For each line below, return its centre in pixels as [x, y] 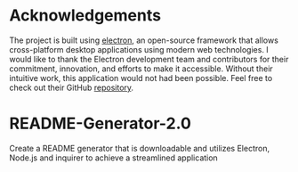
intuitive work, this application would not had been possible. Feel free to [141, 78]
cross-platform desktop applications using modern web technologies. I [139, 49]
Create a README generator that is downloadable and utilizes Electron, [139, 148]
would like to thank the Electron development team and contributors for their [149, 59]
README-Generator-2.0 [100, 123]
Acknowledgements [85, 16]
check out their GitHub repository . [72, 87]
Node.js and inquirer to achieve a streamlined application [113, 158]
